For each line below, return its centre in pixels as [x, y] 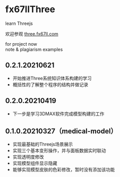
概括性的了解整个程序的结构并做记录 [50, 84]
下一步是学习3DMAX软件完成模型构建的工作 [58, 114]
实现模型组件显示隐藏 [35, 163]
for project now [21, 44]
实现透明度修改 [28, 157]
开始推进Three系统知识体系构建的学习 [52, 78]
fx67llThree [30, 9]
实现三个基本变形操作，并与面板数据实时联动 [59, 151]
